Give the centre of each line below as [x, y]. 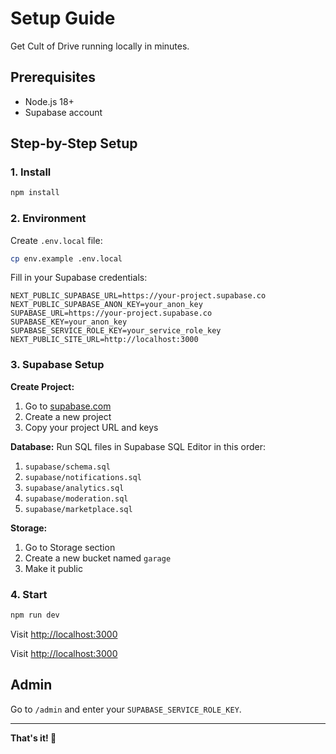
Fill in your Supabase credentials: [79, 278]
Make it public [53, 568]
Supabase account [63, 112]
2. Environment [48, 219]
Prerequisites [53, 77]
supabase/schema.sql [67, 467]
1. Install [31, 172]
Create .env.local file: [56, 240]
